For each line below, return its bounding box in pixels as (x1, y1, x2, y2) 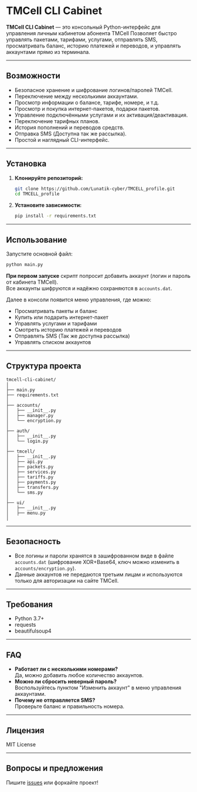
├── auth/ (6, 428, 30, 434)
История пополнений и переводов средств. (14, 124, 125, 131)
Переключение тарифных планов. (14, 117, 100, 124)
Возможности (6, 71, 60, 81)
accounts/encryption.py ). (14, 565, 76, 572)
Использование (6, 234, 67, 244)
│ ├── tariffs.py (6, 474, 54, 480)
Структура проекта (6, 361, 81, 371)
